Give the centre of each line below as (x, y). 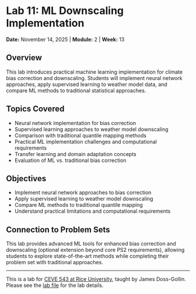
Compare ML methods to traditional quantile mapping (78, 205)
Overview (24, 58)
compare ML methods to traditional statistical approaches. (76, 90)
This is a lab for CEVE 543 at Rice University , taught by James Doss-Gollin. (96, 279)
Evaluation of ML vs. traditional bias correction (70, 160)
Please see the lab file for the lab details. (55, 285)
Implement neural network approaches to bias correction (83, 193)
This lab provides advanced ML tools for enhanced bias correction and (91, 244)
